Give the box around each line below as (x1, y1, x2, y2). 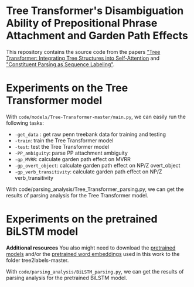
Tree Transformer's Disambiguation (6, 4, 184, 18)
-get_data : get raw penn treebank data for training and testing (14, 131, 166, 138)
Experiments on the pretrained (6, 213, 158, 226)
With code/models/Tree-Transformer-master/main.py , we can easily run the (6, 113, 186, 120)
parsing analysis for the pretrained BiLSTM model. (6, 274, 127, 281)
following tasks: (6, 119, 44, 127)
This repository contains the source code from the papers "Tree (6, 48, 161, 55)
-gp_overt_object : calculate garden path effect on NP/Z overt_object (14, 162, 181, 169)
